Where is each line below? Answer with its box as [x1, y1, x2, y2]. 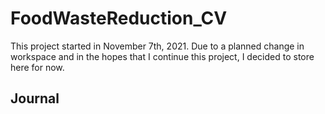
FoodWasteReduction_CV [10, 7, 228, 30]
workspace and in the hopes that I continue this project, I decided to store [10, 50, 315, 62]
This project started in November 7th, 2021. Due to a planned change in [10, 40, 305, 52]
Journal [10, 90, 60, 107]
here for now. [10, 61, 65, 73]
